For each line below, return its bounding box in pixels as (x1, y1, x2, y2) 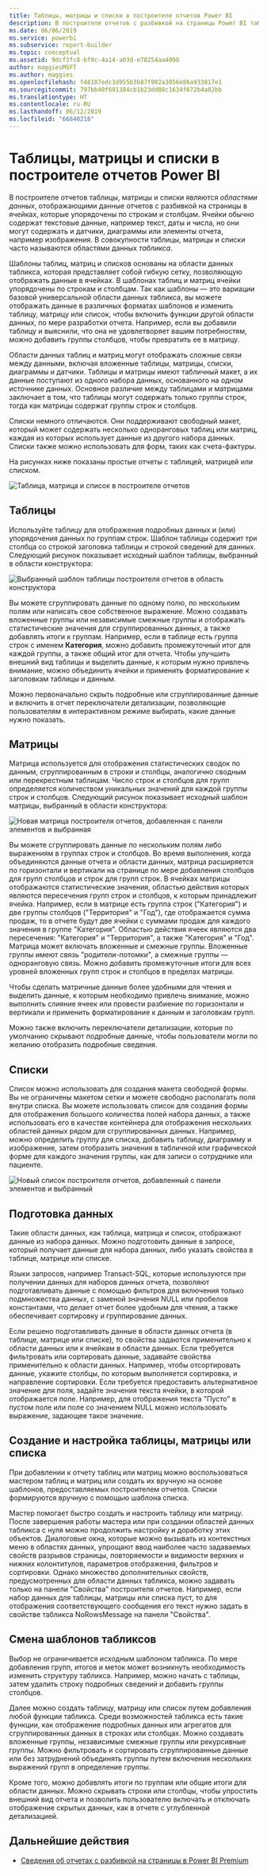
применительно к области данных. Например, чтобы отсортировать (9, 1360, 241, 1370)
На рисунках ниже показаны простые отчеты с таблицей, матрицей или (9, 456, 254, 466)
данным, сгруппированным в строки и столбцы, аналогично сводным (9, 767, 246, 777)
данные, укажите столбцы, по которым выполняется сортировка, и (9, 1369, 238, 1379)
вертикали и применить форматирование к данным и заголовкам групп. (9, 1007, 256, 1018)
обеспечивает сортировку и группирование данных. (9, 1311, 188, 1320)
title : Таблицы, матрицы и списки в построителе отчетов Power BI (9, 11, 233, 20)
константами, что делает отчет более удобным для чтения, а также (9, 1303, 238, 1313)
